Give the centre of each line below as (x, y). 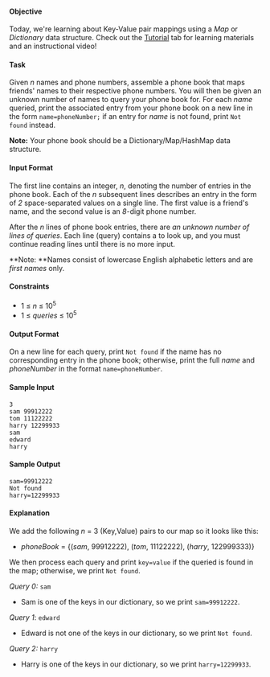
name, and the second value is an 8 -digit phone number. (103, 211)
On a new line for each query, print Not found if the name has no (115, 352)
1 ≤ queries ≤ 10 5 (49, 315)
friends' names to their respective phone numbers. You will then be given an (135, 91)
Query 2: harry (34, 648)
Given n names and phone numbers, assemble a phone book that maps (127, 82)
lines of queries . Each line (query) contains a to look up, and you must (125, 235)
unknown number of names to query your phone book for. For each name (131, 100)
